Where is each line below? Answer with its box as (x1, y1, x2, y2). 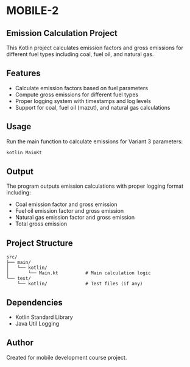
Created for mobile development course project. (6, 354, 127, 361)
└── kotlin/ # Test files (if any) (17, 281, 143, 287)
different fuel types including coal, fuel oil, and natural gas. (6, 51, 154, 58)
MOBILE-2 (6, 4, 59, 18)
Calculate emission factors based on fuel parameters (15, 84, 148, 91)
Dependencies (6, 297, 63, 308)
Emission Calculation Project (6, 28, 118, 38)
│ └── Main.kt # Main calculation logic (6, 270, 151, 276)
